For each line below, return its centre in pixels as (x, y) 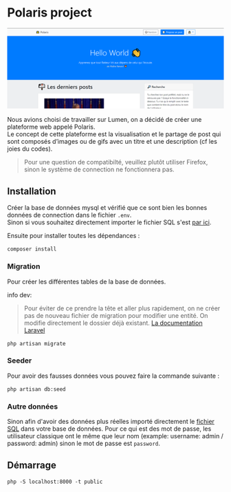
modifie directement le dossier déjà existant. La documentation (113, 323)
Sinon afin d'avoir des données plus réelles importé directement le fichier (111, 422)
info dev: (20, 295)
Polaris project (49, 13)
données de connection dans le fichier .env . (69, 215)
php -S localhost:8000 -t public (55, 482)
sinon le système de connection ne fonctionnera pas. (99, 169)
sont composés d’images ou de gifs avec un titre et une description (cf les (112, 142)
